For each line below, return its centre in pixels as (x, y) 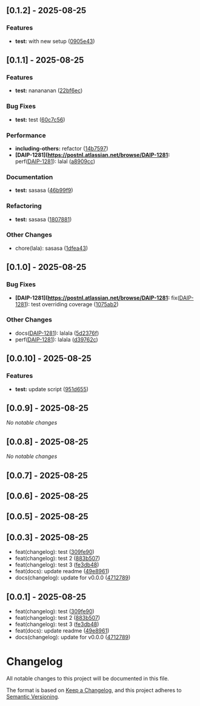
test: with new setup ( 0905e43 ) (55, 41)
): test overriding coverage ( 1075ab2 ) (73, 304)
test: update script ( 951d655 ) (52, 389)
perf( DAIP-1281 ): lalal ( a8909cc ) (55, 161)
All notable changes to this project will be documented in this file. (88, 678)
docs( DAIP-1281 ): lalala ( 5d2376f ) (57, 333)
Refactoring (24, 206)
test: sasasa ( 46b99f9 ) (44, 190)
